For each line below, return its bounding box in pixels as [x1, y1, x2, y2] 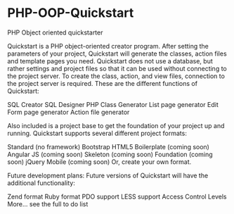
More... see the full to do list [7, 199, 89, 208]
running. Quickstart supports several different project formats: [7, 129, 188, 137]
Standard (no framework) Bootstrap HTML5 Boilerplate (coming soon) [7, 142, 209, 151]
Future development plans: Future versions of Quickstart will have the [7, 171, 209, 180]
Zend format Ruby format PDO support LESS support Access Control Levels [7, 192, 227, 201]
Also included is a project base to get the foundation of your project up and [7, 121, 225, 130]
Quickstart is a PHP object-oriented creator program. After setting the [7, 42, 209, 50]
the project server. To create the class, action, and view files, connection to [7, 72, 225, 80]
